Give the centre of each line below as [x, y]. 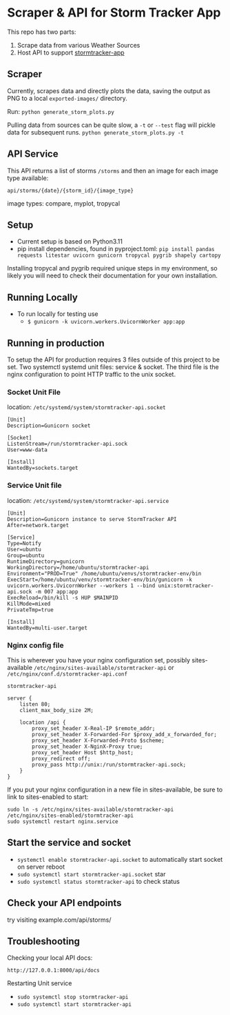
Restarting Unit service [40, 983]
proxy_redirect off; [61, 758]
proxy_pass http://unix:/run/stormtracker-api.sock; [109, 765]
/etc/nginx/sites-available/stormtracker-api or [104, 667]
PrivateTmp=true [30, 610]
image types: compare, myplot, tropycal [64, 203]
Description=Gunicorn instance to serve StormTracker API [92, 519]
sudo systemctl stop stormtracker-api [73, 997]
